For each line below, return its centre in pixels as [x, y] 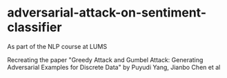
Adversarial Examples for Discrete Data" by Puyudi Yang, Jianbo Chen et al [114, 67]
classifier [34, 27]
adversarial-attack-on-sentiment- [107, 13]
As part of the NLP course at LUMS [57, 46]
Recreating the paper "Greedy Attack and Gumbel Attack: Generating [105, 59]
